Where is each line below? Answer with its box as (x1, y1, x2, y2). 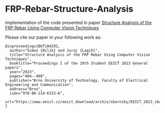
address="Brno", (9, 87, 43, 91)
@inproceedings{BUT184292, (5, 44, 60, 48)
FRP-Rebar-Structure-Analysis (5, 3, 134, 15)
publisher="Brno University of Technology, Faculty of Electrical (9, 78, 148, 83)
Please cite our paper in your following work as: (5, 34, 102, 40)
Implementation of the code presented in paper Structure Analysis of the (5, 20, 152, 25)
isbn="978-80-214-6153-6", (9, 90, 65, 96)
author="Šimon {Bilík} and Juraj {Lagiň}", (9, 48, 100, 53)
